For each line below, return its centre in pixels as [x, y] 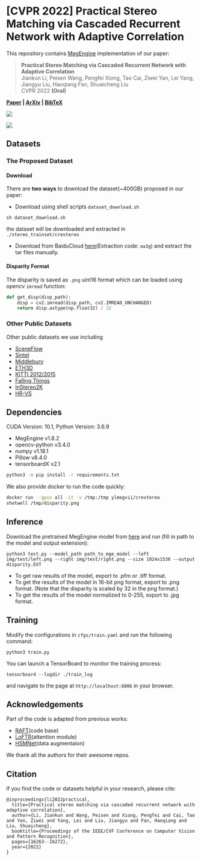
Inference [25, 522]
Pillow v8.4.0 [31, 458]
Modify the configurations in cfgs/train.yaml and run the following [89, 634]
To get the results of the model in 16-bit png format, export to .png [97, 582]
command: [20, 641]
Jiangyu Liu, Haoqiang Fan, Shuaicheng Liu [75, 84]
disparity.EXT [24, 565]
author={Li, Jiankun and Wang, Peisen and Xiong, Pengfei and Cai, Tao [104, 816]
